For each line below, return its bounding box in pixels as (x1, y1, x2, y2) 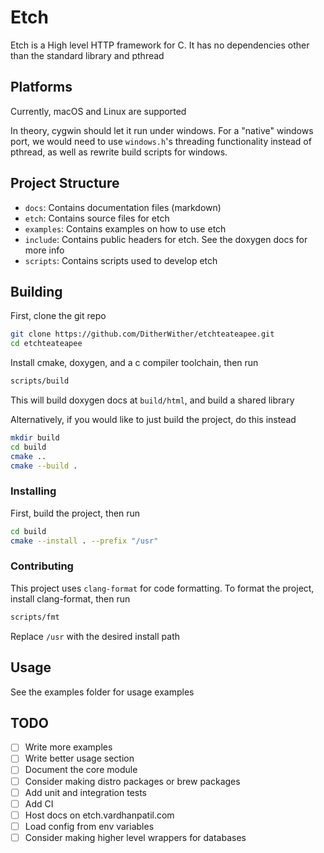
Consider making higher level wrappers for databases (24, 831, 247, 843)
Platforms (10, 79, 73, 96)
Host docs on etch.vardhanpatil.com (24, 809, 175, 821)
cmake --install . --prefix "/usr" (10, 536, 159, 546)
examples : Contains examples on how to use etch (24, 222, 227, 235)
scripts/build (10, 376, 70, 386)
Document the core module (24, 764, 138, 776)
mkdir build (10, 433, 60, 443)
